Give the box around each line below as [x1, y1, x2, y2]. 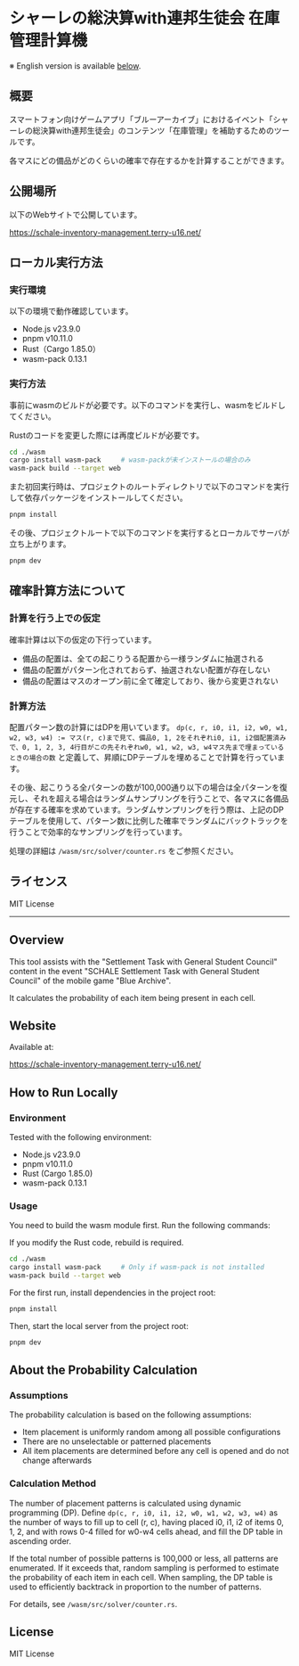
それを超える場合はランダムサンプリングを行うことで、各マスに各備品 [32, 792, 289, 803]
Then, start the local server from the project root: [9, 1320, 189, 1331]
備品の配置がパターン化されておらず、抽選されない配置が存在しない [21, 664, 271, 675]
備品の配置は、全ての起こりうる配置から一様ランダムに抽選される [21, 652, 264, 664]
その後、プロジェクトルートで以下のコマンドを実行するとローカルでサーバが [9, 528, 290, 538]
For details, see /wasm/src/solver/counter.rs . [9, 1598, 178, 1609]
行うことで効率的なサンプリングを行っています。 [9, 826, 188, 837]
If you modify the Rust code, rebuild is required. [9, 1237, 184, 1248]
